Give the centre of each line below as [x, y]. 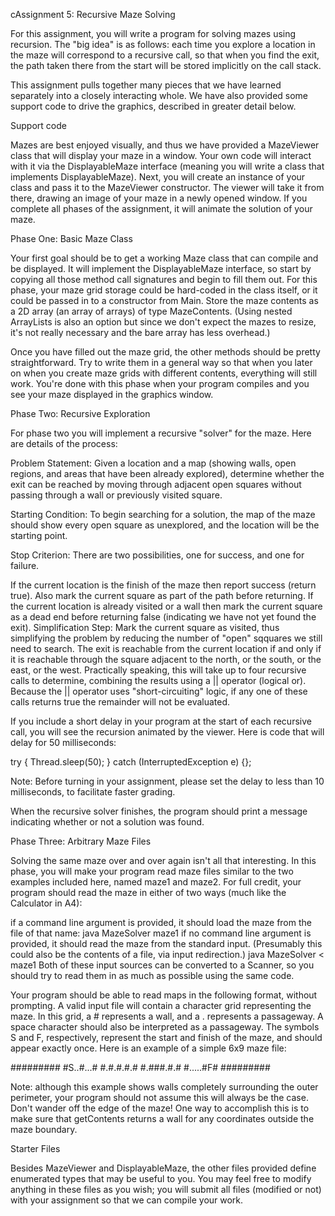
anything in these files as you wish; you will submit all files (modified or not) [166, 1189]
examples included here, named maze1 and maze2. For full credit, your [156, 882]
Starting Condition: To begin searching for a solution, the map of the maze [163, 514]
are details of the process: [64, 443]
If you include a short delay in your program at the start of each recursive [161, 721]
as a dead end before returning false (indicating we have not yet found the [163, 617]
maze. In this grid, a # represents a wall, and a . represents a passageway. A [167, 1016]
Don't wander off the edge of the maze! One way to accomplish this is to [160, 1108]
